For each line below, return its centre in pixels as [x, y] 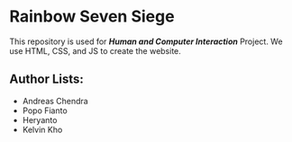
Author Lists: [46, 80]
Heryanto [40, 120]
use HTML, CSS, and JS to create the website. [96, 50]
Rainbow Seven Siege [92, 17]
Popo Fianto [45, 111]
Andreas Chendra [55, 101]
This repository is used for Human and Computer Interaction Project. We [146, 41]
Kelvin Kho [42, 129]
